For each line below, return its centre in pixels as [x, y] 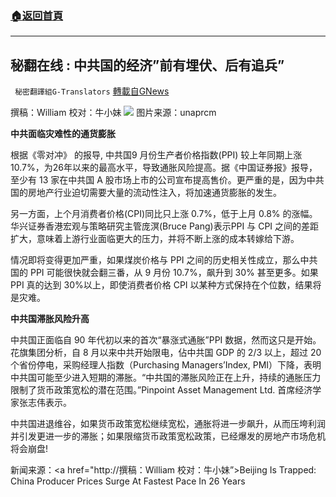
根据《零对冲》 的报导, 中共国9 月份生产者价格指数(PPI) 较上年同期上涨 [156, 155]
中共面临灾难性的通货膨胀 [63, 134]
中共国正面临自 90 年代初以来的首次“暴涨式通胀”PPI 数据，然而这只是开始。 [166, 340]
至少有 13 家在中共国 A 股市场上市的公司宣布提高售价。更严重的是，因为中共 [167, 180]
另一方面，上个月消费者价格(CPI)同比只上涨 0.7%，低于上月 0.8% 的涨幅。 [164, 214]
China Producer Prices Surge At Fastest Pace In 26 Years [128, 481]
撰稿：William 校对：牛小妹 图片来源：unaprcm [113, 113]
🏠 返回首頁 [37, 15]
